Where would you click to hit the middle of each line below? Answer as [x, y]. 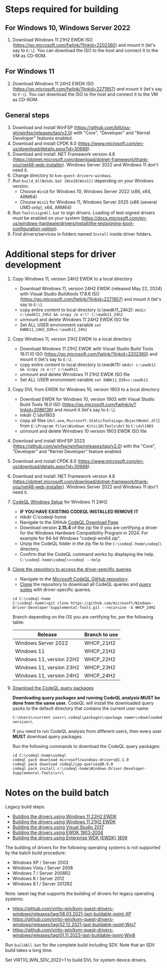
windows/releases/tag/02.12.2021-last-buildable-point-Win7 [74, 924]
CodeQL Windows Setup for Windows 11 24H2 [60, 502]
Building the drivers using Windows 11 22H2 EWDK [65, 816]
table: [18, 622]
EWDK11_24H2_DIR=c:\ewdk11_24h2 [53, 329]
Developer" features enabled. [43, 138]
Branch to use [101, 634]
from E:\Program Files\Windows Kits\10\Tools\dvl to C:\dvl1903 [86, 426]
